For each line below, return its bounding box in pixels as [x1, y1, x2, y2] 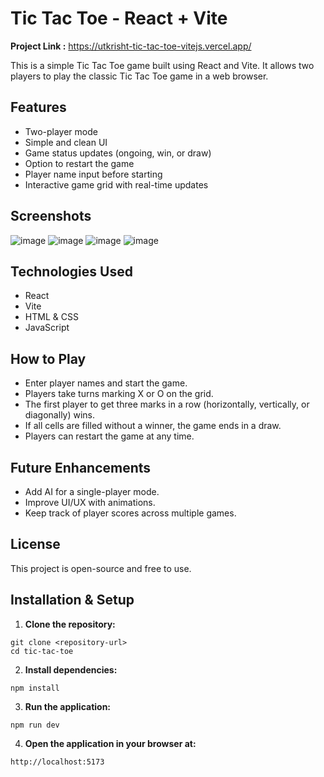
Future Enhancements [10, 459, 152, 476]
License [10, 536, 61, 553]
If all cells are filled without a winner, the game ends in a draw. [24, 420, 282, 432]
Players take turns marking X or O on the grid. [24, 388, 214, 400]
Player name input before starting [24, 168, 163, 180]
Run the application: [24, 700, 112, 712]
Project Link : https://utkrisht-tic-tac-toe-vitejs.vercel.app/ [10, 40, 252, 52]
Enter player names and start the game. [24, 377, 188, 389]
